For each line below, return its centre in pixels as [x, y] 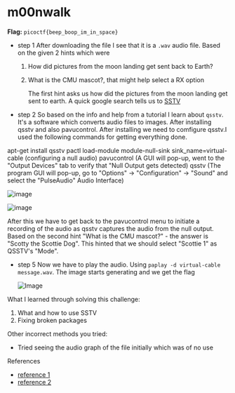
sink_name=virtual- [200, 150]
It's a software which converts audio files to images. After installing [114, 122]
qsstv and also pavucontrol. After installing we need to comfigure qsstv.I [122, 129]
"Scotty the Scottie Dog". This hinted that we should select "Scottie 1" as [112, 244]
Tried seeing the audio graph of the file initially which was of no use [115, 347]
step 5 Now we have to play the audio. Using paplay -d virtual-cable [119, 265]
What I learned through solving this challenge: [74, 299]
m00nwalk [39, 12]
